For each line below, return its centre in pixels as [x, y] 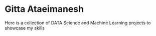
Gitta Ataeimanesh [44, 9]
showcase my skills [25, 28]
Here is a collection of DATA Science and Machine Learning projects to [78, 23]
